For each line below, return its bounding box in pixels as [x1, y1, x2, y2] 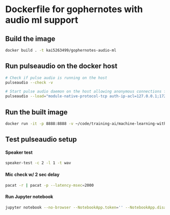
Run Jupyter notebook [5, 194, 54, 200]
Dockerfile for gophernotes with [5, 4, 143, 15]
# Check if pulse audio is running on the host [5, 75, 108, 80]
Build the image [5, 34, 56, 43]
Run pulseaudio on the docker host [5, 62, 118, 70]
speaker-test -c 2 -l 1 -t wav [5, 160, 71, 165]
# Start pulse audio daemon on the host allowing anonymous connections [5, 89, 162, 94]
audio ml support [5, 14, 78, 26]
